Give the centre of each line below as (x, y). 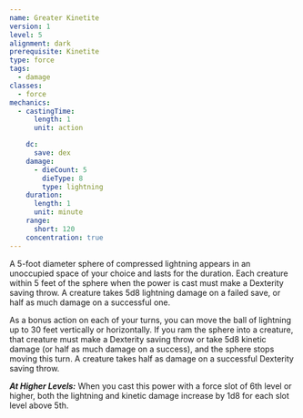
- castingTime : (46, 111)
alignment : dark (40, 43)
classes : (26, 86)
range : (38, 220)
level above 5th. (39, 405)
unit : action (58, 128)
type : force (32, 60)
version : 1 (30, 26)
